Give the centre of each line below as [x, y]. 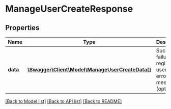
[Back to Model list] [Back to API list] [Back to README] [64, 101]
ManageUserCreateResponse [69, 9]
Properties [22, 28]
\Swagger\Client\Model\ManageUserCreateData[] [89, 70]
